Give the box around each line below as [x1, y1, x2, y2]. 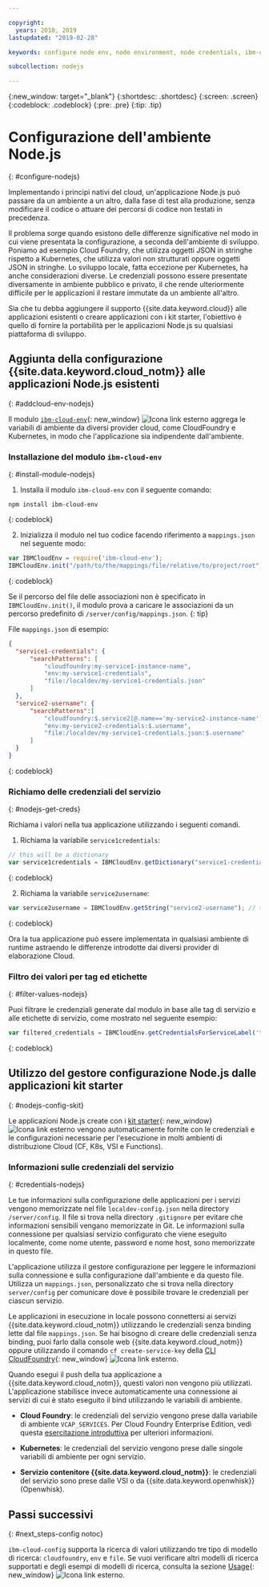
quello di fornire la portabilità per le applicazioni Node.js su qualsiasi [8, 321, 234, 330]
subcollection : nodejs [8, 63, 84, 71]
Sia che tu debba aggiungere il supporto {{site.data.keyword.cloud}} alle [8, 304, 247, 314]
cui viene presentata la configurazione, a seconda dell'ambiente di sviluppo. [8, 237, 260, 247]
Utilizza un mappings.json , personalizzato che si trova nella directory [8, 1279, 234, 1289]
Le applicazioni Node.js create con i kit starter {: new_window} [8, 1115, 213, 1125]
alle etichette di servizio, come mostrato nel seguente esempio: [8, 1014, 218, 1023]
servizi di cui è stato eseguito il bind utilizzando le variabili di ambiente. [8, 1395, 243, 1405]
